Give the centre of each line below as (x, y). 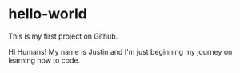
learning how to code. (44, 60)
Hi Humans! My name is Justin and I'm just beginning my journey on (120, 51)
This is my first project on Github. (63, 36)
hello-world (48, 14)
